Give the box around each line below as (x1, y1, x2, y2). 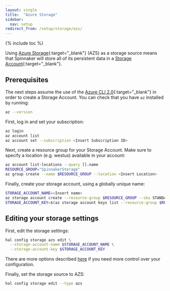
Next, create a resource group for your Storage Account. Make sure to (5, 147, 152, 153)
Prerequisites (5, 76, 49, 84)
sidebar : (5, 17, 24, 22)
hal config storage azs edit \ (5, 237, 71, 242)
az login (5, 128, 24, 133)
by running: (5, 99, 29, 105)
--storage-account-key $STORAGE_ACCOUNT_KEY (10, 247, 105, 252)
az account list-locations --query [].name (5, 162, 99, 167)
